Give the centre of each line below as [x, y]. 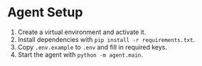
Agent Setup [45, 12]
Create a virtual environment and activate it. [82, 32]
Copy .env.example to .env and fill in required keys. [92, 47]
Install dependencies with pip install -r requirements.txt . [106, 39]
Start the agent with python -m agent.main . [80, 55]
